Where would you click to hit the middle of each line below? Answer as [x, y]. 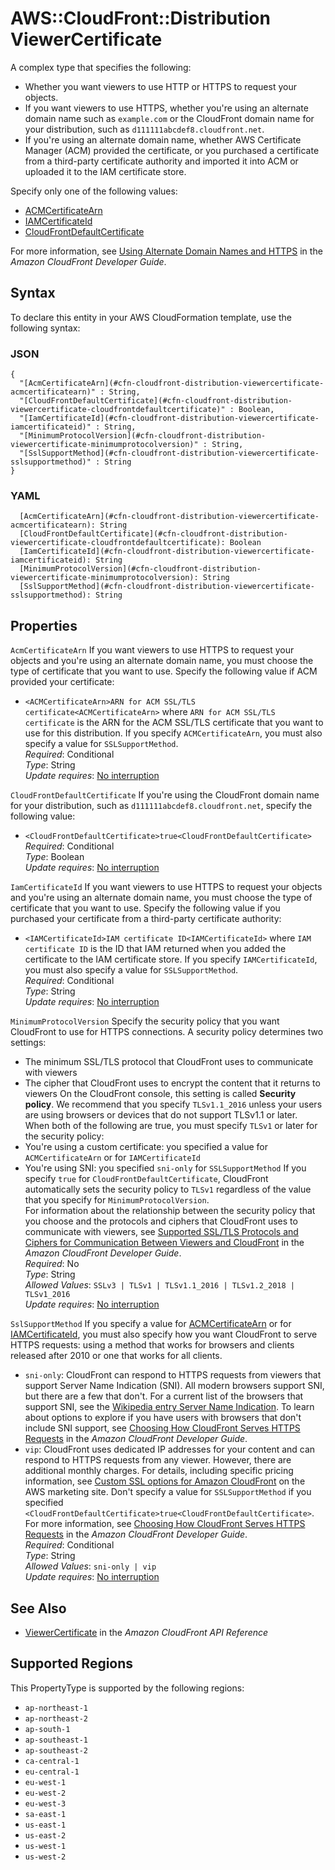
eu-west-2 [45, 1793]
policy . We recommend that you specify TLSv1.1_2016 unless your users [173, 1104]
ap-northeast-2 [56, 1718]
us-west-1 [45, 1846]
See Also [38, 1608]
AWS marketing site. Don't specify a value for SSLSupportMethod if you [168, 1492]
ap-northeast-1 [56, 1708]
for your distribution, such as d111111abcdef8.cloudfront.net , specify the [161, 806]
